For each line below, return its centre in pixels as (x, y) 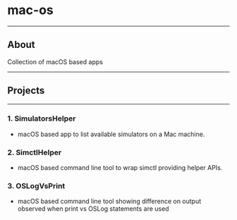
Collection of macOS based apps (55, 61)
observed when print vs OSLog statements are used (93, 209)
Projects (26, 91)
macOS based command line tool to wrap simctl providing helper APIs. (120, 168)
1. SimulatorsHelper (42, 118)
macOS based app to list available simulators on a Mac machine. (111, 134)
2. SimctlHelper (35, 152)
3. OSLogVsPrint (36, 186)
